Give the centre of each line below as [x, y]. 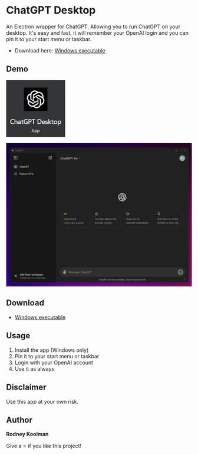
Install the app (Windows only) [52, 350]
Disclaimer [26, 388]
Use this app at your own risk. [42, 401]
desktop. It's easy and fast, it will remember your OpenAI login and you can [97, 32]
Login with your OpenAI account [54, 362]
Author [19, 420]
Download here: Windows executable [60, 50]
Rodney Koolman [27, 434]
